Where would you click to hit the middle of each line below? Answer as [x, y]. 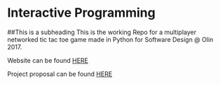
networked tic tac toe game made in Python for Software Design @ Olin [110, 39]
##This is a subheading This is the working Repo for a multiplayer [102, 32]
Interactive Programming [81, 13]
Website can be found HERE [48, 60]
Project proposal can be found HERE [60, 74]
